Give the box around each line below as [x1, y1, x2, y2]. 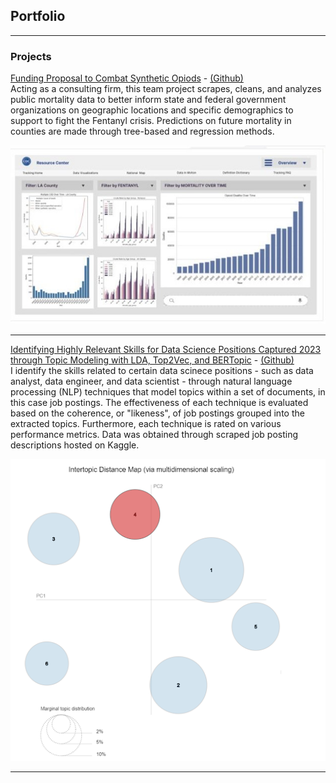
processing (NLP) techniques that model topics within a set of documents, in [10, 386, 326, 398]
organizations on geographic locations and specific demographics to [10, 104, 294, 116]
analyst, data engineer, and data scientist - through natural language [10, 375, 293, 388]
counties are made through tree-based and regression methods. [10, 125, 275, 138]
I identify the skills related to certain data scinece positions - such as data [10, 365, 314, 377]
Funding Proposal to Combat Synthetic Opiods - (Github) [10, 72, 244, 84]
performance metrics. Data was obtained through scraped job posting [10, 429, 299, 441]
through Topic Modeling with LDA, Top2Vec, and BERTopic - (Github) [10, 354, 295, 366]
